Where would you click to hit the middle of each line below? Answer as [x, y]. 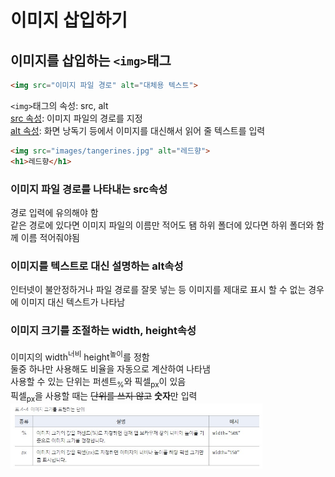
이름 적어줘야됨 [50, 237]
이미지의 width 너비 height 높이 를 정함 [80, 356]
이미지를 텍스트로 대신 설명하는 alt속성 [97, 266]
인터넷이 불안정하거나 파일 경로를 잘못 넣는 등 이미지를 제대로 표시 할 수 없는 [158, 290]
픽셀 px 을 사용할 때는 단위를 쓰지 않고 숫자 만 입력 [104, 396]
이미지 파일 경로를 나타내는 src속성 [89, 189]
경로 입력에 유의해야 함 [54, 212]
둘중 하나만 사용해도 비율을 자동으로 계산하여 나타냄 [110, 369]
